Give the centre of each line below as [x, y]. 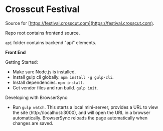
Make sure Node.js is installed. [44, 72]
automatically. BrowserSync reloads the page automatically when [80, 118]
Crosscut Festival [42, 9]
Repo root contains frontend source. [43, 33]
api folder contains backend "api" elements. [51, 42]
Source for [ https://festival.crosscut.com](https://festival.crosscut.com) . [80, 23]
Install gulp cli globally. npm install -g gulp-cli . [63, 77]
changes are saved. [33, 123]
